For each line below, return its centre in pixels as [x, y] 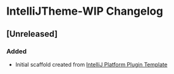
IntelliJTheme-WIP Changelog [85, 11]
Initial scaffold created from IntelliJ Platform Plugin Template [91, 64]
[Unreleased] [32, 34]
